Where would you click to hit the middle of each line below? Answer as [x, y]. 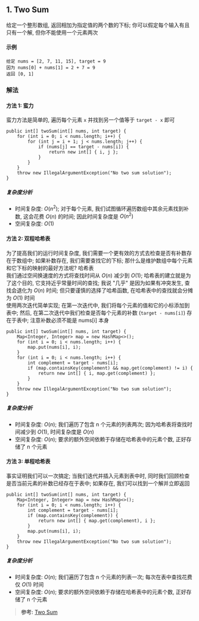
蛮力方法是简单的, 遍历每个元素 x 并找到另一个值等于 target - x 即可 [91, 120]
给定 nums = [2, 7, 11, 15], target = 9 [56, 62]
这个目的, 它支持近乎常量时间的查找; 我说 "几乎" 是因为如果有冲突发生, [97, 282]
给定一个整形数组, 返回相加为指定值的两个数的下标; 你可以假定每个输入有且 [98, 25]
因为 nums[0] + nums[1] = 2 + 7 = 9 [51, 68]
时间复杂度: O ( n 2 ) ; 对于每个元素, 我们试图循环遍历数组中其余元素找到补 [102, 208]
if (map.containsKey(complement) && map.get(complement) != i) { [111, 368]
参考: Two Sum [39, 612]
